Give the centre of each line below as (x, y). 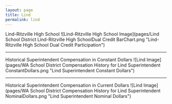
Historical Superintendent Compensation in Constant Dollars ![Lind (76, 60)
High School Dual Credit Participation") (64, 45)
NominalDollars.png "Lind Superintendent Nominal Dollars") (68, 96)
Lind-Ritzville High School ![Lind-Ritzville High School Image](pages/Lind (82, 34)
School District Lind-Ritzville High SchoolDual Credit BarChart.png (75, 39)
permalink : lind (23, 19)
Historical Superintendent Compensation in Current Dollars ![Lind (74, 86)
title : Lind (18, 15)
